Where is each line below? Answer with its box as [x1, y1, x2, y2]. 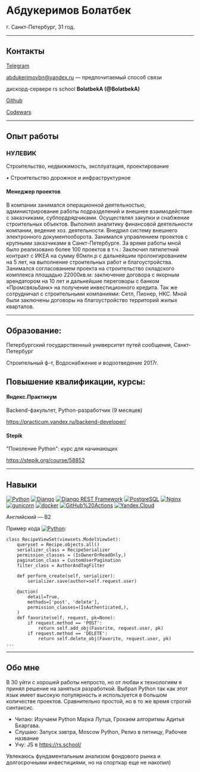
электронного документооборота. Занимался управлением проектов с [6, 233, 189, 240]
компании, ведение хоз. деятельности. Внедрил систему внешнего [6, 226, 177, 233]
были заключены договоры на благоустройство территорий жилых [6, 296, 177, 303]
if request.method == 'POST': [27, 620, 102, 626]
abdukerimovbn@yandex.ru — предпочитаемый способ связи [6, 73, 162, 81]
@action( [17, 589, 39, 595]
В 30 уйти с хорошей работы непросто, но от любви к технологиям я [6, 678, 182, 685]
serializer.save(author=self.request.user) [27, 579, 137, 585]
